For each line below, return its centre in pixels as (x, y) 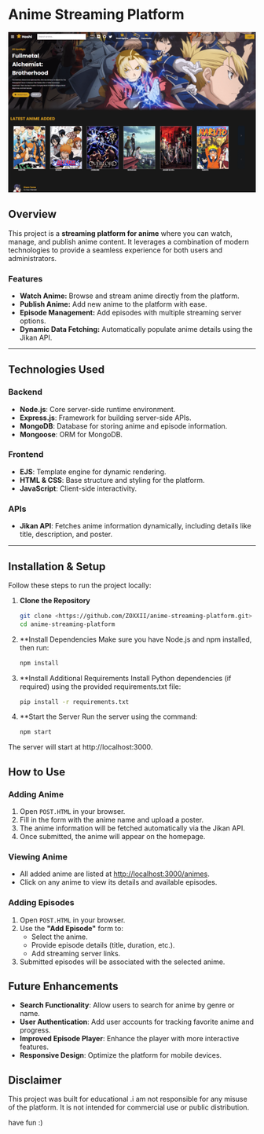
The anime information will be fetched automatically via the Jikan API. (132, 828)
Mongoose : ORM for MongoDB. (71, 434)
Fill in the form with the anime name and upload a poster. (112, 820)
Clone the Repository (55, 600)
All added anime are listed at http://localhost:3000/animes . (114, 874)
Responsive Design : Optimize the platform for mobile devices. (121, 1055)
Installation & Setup (57, 567)
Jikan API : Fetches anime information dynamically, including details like (135, 526)
